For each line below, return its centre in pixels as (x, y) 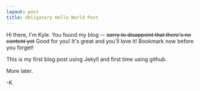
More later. (20, 71)
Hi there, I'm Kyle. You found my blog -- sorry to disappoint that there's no (99, 34)
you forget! (20, 47)
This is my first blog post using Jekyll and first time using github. (87, 59)
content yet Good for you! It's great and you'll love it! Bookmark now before (100, 41)
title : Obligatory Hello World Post (52, 17)
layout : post (23, 12)
